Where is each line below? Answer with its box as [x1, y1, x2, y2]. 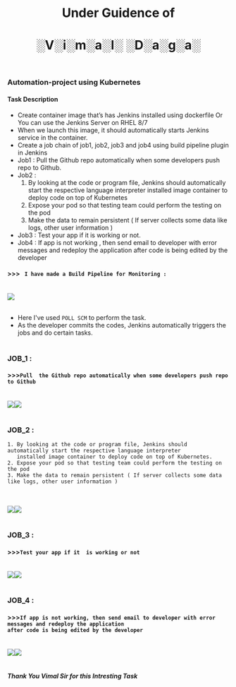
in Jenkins [17, 148, 48, 157]
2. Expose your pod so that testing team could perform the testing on [7, 460, 222, 467]
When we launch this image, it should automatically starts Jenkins [17, 126, 209, 134]
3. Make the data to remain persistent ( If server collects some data [7, 472, 222, 479]
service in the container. [17, 133, 88, 142]
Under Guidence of [61, 5, 175, 21]
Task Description [7, 95, 58, 103]
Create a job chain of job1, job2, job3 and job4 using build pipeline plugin [17, 141, 229, 149]
